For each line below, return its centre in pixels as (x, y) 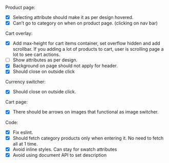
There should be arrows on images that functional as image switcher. (86, 112)
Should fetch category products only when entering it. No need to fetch (88, 138)
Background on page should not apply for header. (65, 66)
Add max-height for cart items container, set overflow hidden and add (86, 44)
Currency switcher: (26, 82)
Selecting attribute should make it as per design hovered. (73, 17)
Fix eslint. (23, 132)
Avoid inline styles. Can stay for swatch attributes (65, 149)
